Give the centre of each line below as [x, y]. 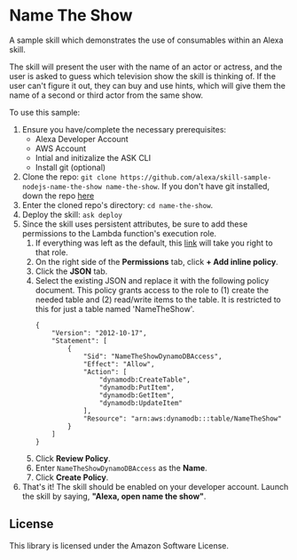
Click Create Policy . [72, 477]
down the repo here [58, 196]
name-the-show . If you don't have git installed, [188, 186]
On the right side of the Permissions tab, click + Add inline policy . [157, 261]
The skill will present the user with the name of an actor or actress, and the [146, 67]
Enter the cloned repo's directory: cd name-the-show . [117, 204]
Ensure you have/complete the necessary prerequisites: [124, 129]
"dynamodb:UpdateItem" [141, 403]
